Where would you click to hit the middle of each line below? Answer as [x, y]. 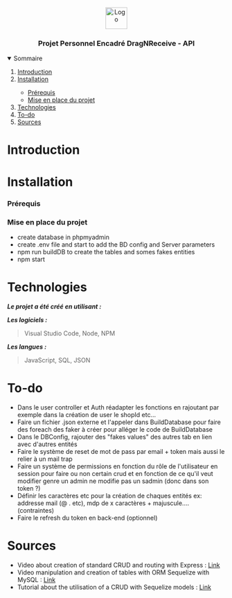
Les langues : [27, 346]
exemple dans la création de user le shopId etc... [87, 414]
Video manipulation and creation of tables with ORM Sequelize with [113, 572]
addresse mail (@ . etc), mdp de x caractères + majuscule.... [103, 503]
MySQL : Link [36, 579]
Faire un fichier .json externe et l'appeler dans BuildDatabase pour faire [119, 422]
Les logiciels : [27, 319]
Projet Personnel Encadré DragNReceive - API [116, 43]
